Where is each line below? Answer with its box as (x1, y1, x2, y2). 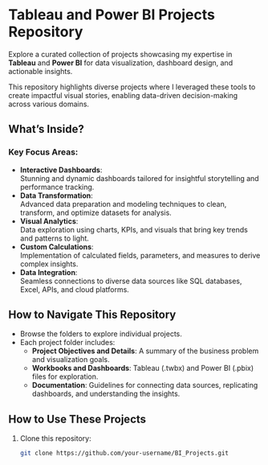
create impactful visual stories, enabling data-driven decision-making (8, 90, 238, 100)
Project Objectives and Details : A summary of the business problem (31, 346, 259, 356)
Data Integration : (19, 267, 78, 277)
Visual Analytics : (19, 216, 79, 226)
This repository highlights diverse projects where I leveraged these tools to (8, 82, 256, 92)
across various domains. (8, 99, 90, 109)
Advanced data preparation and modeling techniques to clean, (19, 199, 227, 208)
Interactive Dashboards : (19, 165, 103, 175)
